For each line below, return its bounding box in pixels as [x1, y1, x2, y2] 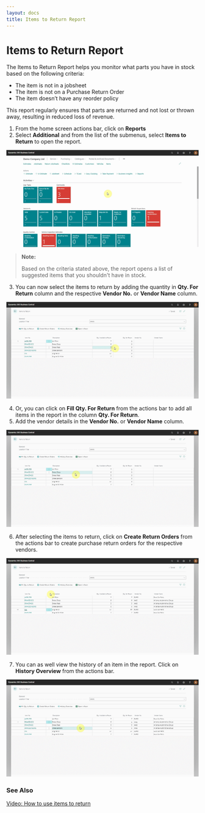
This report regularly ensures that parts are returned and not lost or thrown [6, 107, 195, 114]
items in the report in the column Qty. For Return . [15, 411, 140, 418]
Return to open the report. [15, 138, 82, 145]
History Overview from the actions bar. [15, 668, 115, 675]
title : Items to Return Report [6, 16, 86, 23]
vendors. [15, 545, 38, 553]
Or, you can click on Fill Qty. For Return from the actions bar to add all [15, 405, 192, 412]
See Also [6, 786, 34, 794]
